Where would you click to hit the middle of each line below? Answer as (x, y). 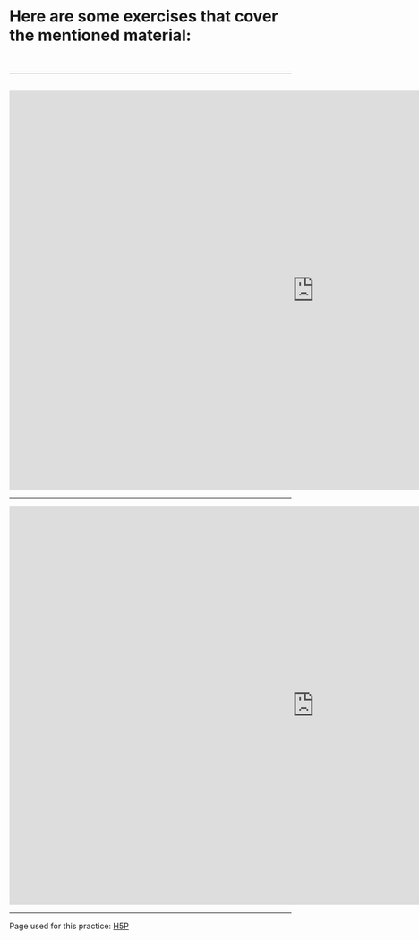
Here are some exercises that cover (144, 17)
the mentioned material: (100, 35)
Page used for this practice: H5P (69, 926)
